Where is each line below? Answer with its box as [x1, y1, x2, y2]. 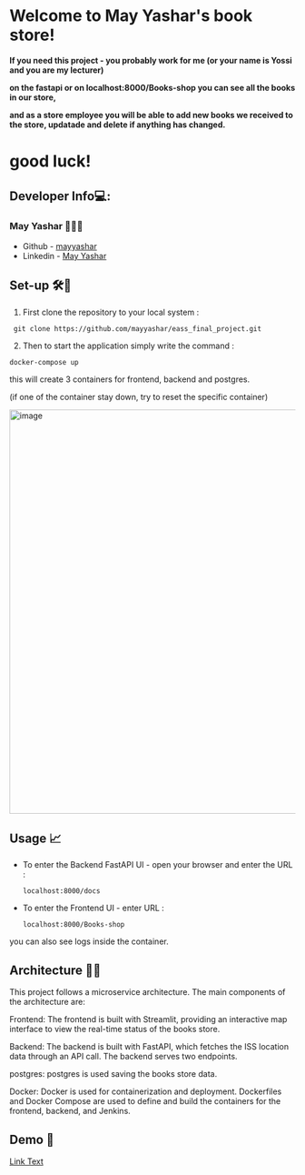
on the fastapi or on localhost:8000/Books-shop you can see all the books [9, 82, 296, 93]
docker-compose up [9, 357, 79, 367]
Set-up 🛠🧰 [9, 278, 73, 294]
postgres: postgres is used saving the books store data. [9, 1069, 218, 1080]
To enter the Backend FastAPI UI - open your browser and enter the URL [22, 859, 293, 870]
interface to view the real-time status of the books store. [9, 1024, 221, 1035]
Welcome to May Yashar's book [9, 5, 253, 26]
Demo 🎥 [9, 1131, 54, 1147]
